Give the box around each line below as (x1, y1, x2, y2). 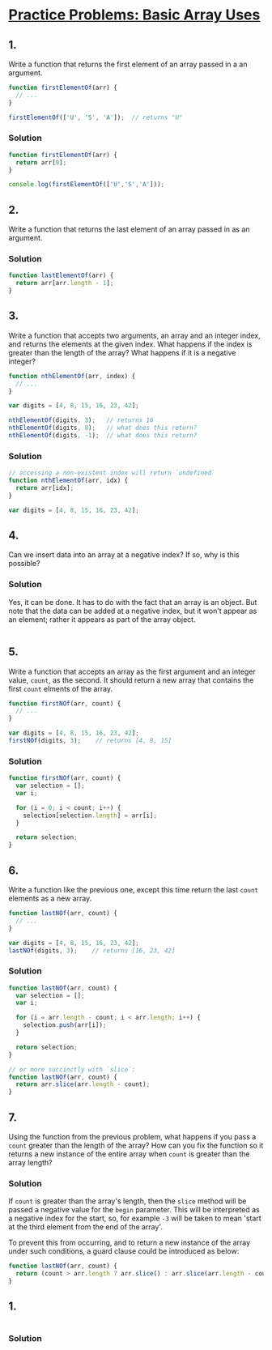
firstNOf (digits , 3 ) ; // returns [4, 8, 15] (8, 737, 172, 745)
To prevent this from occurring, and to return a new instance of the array (8, 1237, 251, 1248)
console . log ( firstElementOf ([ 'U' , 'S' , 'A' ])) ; (8, 181, 164, 189)
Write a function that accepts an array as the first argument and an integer (8, 666, 257, 676)
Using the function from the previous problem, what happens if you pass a (8, 1132, 257, 1142)
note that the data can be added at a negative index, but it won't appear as (8, 606, 257, 615)
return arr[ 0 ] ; (15, 158, 67, 167)
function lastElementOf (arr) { (8, 271, 114, 280)
